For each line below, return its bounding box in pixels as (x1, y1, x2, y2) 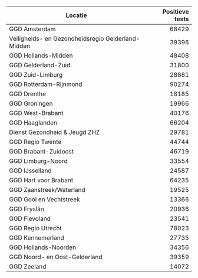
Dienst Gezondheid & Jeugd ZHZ (9, 128, 100, 136)
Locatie (65, 11, 87, 19)
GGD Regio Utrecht (9, 224, 62, 232)
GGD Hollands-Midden (9, 51, 73, 60)
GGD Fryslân (9, 205, 44, 213)
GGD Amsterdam (9, 25, 56, 33)
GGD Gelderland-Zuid (9, 61, 71, 69)
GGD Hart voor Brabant (9, 176, 74, 184)
